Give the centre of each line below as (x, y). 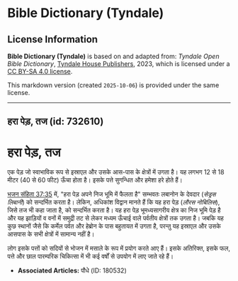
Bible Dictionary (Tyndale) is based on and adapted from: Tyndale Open (113, 56)
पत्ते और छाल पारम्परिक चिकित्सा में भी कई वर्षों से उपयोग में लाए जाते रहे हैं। (90, 256)
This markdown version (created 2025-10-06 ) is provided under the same (113, 85)
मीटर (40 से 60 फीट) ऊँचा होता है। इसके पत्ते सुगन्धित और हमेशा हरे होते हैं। (95, 180)
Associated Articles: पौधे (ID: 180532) (72, 270)
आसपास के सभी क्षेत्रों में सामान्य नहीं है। (51, 234)
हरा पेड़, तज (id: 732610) (56, 122)
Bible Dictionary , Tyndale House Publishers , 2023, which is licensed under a (119, 64)
